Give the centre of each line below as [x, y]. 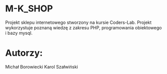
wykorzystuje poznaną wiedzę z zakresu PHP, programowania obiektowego [83, 27]
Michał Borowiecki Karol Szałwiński [42, 67]
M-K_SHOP [29, 9]
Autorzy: [24, 53]
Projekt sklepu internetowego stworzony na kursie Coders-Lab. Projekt [78, 22]
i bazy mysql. [19, 33]
